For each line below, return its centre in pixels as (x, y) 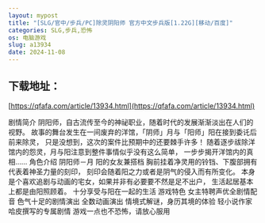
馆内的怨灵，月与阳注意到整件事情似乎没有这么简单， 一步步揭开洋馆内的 (127, 152)
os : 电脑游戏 (27, 38)
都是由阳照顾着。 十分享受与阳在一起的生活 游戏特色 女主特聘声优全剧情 (132, 191)
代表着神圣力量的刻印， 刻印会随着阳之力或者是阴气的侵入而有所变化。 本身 (132, 172)
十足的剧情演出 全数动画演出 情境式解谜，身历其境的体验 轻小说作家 (141, 201)
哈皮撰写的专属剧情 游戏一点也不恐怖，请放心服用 (89, 211)
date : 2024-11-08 (37, 52)
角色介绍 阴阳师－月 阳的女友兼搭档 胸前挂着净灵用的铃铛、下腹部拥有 (143, 161)
